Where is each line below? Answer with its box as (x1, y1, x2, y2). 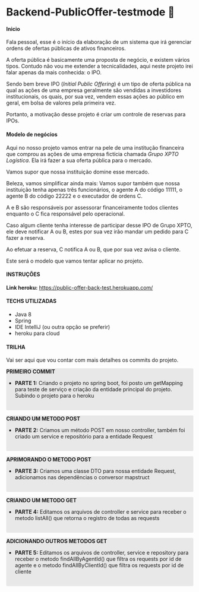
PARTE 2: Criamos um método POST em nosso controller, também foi (14, 427, 185, 434)
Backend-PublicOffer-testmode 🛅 (6, 5, 175, 19)
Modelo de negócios (6, 131, 58, 138)
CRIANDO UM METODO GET (6, 497, 77, 504)
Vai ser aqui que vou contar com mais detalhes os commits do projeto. (6, 356, 179, 364)
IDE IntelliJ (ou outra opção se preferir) (14, 324, 110, 330)
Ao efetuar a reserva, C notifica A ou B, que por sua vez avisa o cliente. (6, 246, 181, 253)
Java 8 (14, 311, 31, 318)
